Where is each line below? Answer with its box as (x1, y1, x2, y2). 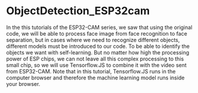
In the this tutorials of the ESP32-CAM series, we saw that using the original (6, 24, 193, 31)
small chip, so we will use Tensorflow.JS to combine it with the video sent (6, 61, 187, 69)
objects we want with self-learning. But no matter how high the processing (6, 49, 190, 56)
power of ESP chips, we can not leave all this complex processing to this (6, 55, 184, 62)
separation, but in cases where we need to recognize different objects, (6, 36, 180, 43)
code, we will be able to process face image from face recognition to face (6, 30, 188, 37)
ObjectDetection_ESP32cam (6, 4, 150, 18)
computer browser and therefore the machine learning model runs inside (6, 74, 185, 81)
